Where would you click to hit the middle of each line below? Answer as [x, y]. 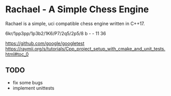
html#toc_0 [17, 54]
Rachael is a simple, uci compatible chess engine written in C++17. [75, 23]
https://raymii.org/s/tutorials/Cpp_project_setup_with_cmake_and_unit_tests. [86, 49]
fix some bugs [28, 82]
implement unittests [33, 88]
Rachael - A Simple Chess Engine [77, 9]
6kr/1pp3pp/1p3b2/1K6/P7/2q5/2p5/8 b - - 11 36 [56, 33]
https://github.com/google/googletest [45, 43]
